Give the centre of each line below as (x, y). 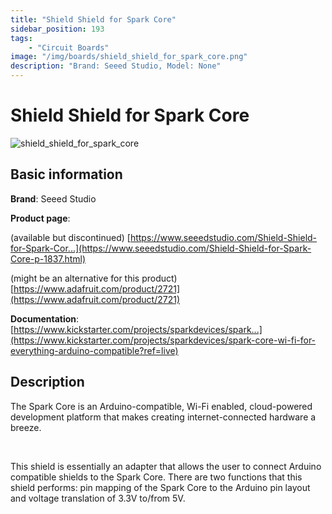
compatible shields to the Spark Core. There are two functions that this (156, 477)
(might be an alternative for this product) (94, 278)
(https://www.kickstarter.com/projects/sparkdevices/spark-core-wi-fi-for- (163, 340)
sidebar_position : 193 (57, 29)
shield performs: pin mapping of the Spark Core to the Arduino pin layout (160, 487)
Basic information (66, 174)
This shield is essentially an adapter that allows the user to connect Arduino (166, 466)
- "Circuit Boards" (69, 47)
